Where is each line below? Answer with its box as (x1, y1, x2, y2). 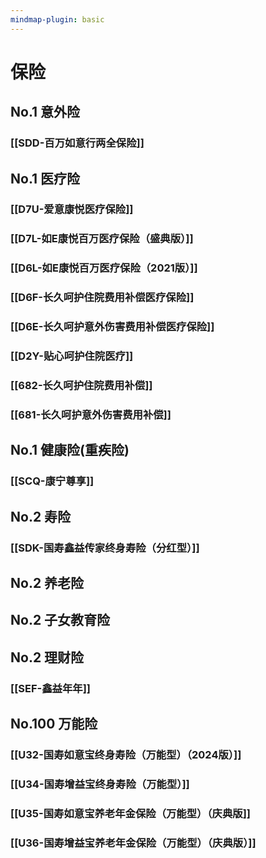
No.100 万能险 (10, 716, 98, 732)
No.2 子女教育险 (10, 612, 111, 629)
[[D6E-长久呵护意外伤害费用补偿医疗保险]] (10, 320, 215, 334)
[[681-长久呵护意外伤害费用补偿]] (10, 407, 172, 421)
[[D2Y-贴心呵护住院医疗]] (10, 349, 134, 363)
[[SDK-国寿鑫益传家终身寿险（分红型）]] (10, 541, 200, 555)
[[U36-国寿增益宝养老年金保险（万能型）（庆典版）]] (10, 836, 257, 850)
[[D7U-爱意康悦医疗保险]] (10, 202, 134, 216)
